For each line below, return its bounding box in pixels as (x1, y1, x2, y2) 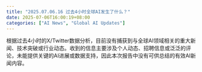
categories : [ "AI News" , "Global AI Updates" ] (6, 20, 125, 26)
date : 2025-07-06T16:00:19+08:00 (6, 14, 90, 20)
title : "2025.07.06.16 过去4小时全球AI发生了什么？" (6, 8, 131, 15)
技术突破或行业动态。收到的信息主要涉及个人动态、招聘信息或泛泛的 (16, 44, 186, 52)
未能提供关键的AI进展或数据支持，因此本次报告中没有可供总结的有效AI (16, 52, 191, 59)
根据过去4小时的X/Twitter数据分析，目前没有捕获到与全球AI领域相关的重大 (6, 37, 191, 44)
